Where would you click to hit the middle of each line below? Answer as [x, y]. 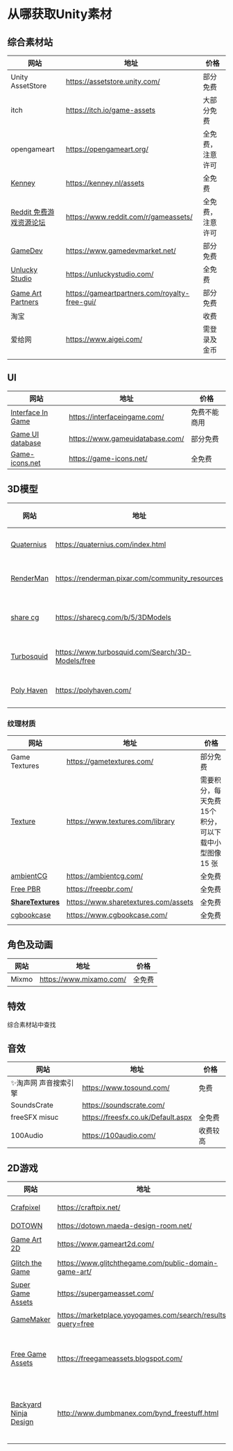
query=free [76, 1324]
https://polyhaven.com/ [93, 690]
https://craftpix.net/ [89, 1207]
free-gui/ [81, 302]
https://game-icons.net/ [108, 458]
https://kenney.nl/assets [105, 183]
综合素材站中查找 [32, 1024]
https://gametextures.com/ [110, 761]
